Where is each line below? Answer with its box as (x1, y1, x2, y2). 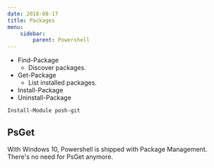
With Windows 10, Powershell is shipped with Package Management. (7, 145, 208, 153)
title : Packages (7, 17, 55, 24)
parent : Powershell (32, 37, 90, 44)
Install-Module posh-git (7, 107, 81, 114)
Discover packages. (28, 64, 86, 72)
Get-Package (17, 71, 57, 80)
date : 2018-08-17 (7, 10, 59, 18)
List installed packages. (28, 78, 97, 87)
